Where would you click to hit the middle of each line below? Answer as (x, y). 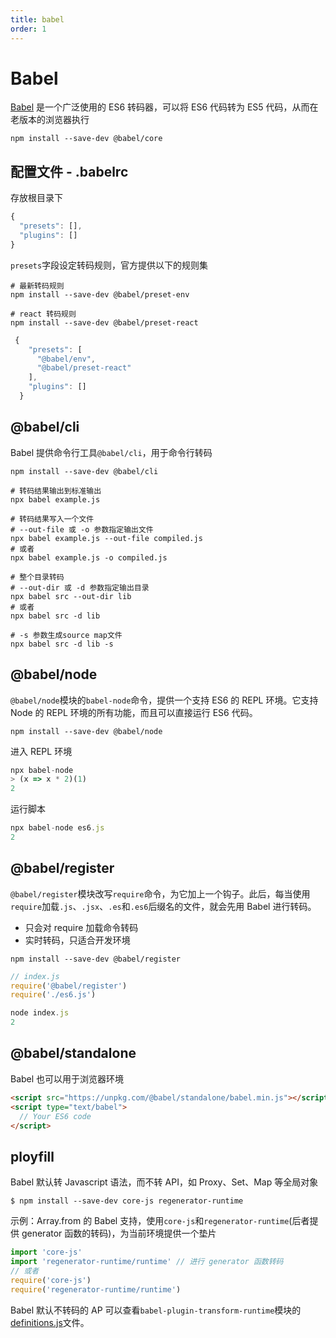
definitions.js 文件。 (50, 1322)
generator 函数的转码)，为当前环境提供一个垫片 (119, 1233)
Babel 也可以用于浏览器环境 (67, 1078)
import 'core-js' (46, 1252)
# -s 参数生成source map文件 (66, 635)
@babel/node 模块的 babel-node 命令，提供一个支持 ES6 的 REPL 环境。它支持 (164, 700)
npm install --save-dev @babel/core (86, 139)
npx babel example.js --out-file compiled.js (106, 538)
